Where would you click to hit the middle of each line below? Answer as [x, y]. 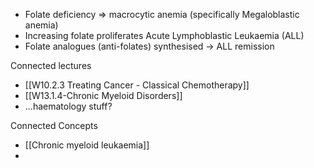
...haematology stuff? [68, 106]
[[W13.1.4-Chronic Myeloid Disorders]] [103, 95]
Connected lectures [51, 65]
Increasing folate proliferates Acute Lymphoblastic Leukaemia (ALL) [164, 35]
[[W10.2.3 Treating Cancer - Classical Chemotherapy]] [137, 85]
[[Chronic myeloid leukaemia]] [87, 145]
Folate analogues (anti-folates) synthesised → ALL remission [149, 46]
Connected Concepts [54, 125]
